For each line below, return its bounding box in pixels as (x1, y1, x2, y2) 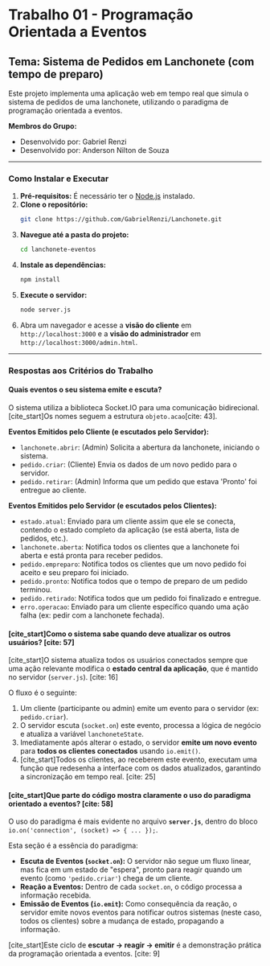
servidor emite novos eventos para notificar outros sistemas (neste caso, (19, 907, 263, 918)
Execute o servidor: (19, 290, 88, 299)
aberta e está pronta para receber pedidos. (19, 550, 163, 560)
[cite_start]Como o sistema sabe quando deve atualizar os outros (8, 629, 231, 639)
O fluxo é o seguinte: (8, 688, 78, 697)
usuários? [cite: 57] (8, 637, 75, 647)
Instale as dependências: (19, 260, 106, 270)
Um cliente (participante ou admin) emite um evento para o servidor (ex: (19, 704, 260, 713)
